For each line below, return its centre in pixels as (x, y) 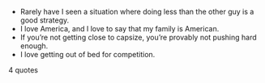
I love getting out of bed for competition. (88, 54)
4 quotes (24, 70)
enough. (34, 46)
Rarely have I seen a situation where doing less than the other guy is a (137, 12)
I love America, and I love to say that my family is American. (120, 29)
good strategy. (45, 20)
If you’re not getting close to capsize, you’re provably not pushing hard (138, 37)
